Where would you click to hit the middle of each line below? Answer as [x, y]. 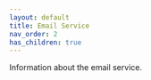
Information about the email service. [76, 68]
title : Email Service [50, 26]
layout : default [39, 17]
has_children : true [46, 42]
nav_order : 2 [34, 34]
